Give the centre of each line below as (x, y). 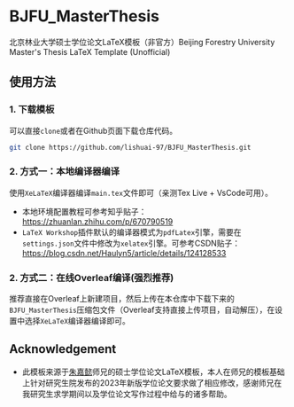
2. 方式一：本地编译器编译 (65, 172)
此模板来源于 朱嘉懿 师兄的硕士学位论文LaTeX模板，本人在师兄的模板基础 (153, 372)
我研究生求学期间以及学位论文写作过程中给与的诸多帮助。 (127, 394)
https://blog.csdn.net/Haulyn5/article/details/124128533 (124, 253)
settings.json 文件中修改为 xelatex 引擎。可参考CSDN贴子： (131, 243)
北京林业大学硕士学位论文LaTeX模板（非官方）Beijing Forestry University (142, 42)
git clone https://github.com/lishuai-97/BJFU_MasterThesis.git (130, 147)
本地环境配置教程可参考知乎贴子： (84, 211)
